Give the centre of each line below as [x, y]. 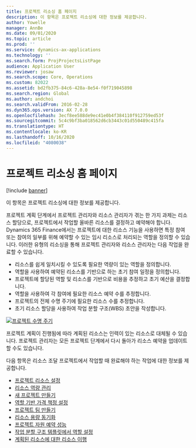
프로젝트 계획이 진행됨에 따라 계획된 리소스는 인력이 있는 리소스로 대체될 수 [92, 333]
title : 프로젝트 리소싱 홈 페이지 [41, 11]
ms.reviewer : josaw [30, 72]
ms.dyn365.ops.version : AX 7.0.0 [47, 110]
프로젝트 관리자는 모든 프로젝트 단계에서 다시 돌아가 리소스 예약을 [93, 340]
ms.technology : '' [28, 55]
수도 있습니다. [28, 348]
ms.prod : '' [21, 45]
